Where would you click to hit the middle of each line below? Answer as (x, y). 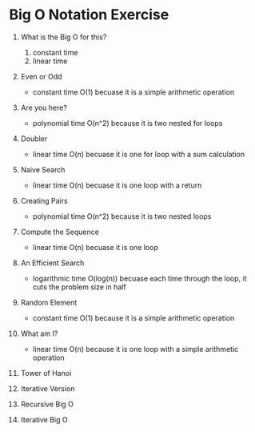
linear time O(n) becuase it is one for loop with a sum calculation (139, 154)
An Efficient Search (52, 263)
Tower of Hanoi (46, 373)
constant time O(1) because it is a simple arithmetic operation (133, 317)
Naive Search (43, 169)
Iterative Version (48, 388)
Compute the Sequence (60, 232)
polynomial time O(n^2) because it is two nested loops (122, 216)
